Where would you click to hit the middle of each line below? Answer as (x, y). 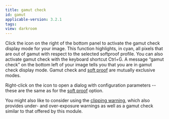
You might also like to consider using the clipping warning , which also (78, 101)
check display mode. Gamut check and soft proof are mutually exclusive (80, 70)
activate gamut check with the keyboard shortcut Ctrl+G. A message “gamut (84, 59)
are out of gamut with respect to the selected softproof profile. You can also (84, 54)
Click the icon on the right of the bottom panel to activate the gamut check (83, 43)
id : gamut (16, 15)
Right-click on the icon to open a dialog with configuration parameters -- (81, 85)
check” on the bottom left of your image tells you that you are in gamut (79, 65)
